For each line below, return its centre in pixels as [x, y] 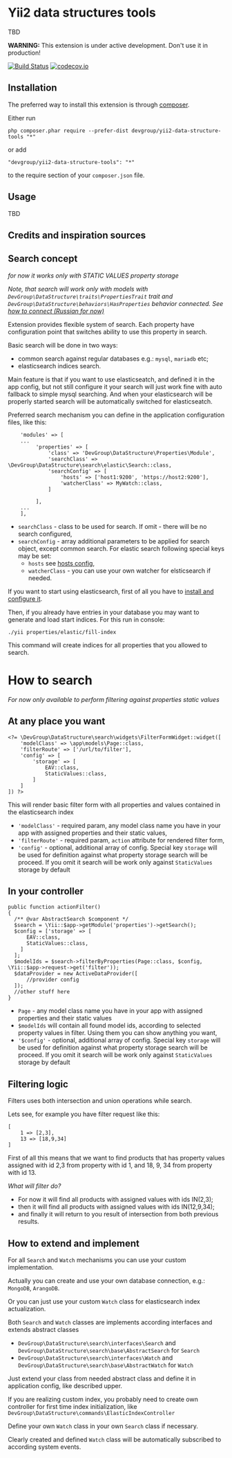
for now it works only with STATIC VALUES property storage [93, 276]
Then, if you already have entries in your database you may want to [104, 612]
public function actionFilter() [54, 907]
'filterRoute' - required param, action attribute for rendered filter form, [121, 840]
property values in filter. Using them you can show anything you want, [117, 1033]
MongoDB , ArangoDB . [34, 1288]
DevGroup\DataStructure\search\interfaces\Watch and [95, 1358]
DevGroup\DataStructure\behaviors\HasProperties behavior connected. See [116, 303]
